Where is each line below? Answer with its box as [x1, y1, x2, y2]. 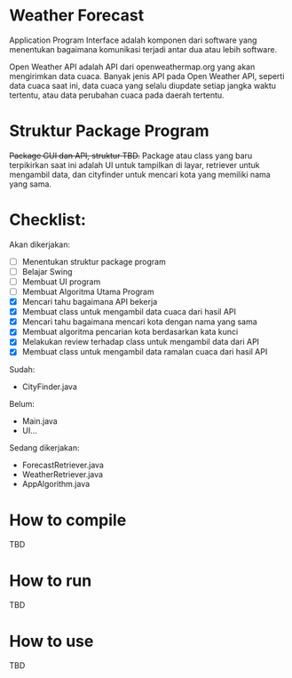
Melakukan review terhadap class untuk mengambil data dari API [21, 337, 260, 347]
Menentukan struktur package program [21, 256, 166, 267]
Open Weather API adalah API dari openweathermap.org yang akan [9, 61, 256, 72]
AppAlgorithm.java [21, 479, 91, 490]
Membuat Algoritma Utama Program [21, 286, 154, 297]
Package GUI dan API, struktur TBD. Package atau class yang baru [9, 150, 253, 161]
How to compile [9, 510, 127, 530]
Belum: [9, 399, 36, 410]
